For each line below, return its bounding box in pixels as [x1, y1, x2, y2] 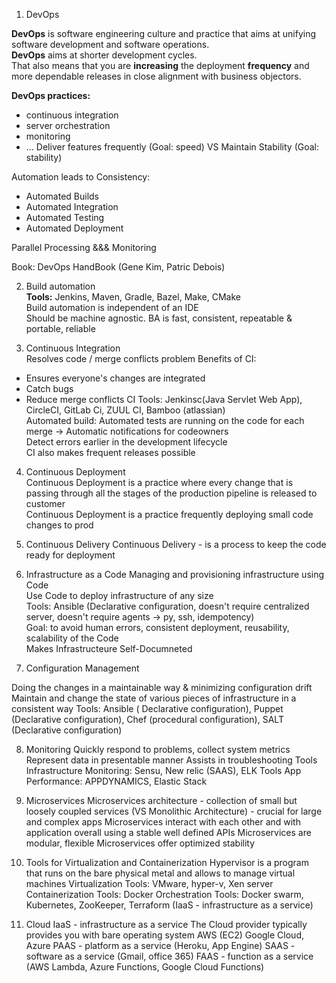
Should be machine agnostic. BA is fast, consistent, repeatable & [25, 312, 293, 324]
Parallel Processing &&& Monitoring [11, 242, 157, 253]
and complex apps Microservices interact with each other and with [25, 816, 301, 828]
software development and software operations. [11, 39, 210, 50]
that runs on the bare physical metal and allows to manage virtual [25, 867, 296, 879]
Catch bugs [25, 383, 74, 394]
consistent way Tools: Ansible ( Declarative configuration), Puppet [11, 703, 284, 714]
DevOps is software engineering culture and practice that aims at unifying [11, 28, 317, 39]
